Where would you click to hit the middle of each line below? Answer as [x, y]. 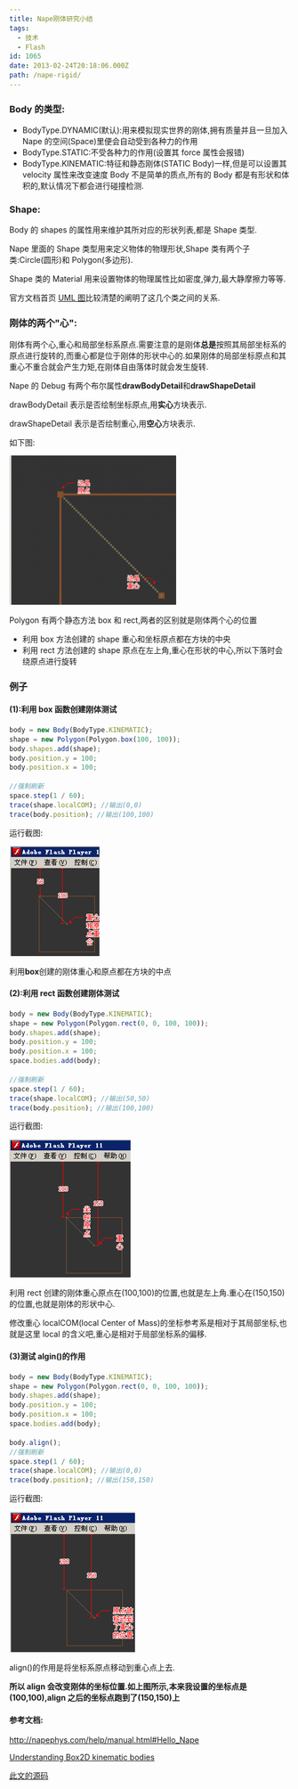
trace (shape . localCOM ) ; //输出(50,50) [80, 1099]
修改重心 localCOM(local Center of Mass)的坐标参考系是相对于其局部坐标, [145, 1323]
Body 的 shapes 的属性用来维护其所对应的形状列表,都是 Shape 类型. [133, 230]
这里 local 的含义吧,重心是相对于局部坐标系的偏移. [116, 1334]
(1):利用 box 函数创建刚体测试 [63, 709]
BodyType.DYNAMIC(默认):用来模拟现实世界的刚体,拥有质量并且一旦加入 [155, 130]
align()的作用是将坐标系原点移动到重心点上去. [92, 1668]
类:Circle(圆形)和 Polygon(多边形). [71, 260]
